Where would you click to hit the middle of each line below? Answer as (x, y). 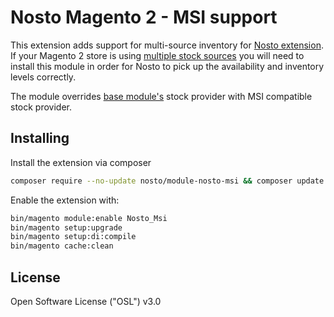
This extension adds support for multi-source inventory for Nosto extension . (167, 45)
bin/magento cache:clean (62, 246)
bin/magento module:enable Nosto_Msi (89, 218)
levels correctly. (43, 77)
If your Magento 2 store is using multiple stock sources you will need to (157, 55)
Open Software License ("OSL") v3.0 (86, 301)
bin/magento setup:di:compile (73, 237)
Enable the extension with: (65, 200)
